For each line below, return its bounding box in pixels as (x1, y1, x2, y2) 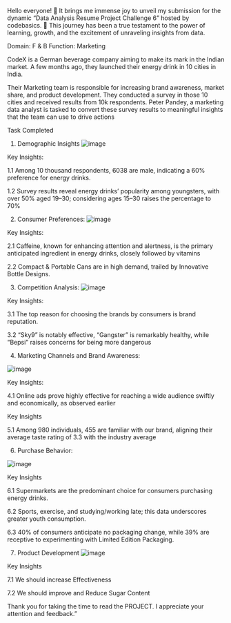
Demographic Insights (17, 140, 81, 148)
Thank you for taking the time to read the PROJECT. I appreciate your (7, 602, 204, 611)
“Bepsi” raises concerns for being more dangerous (7, 338, 152, 346)
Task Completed (7, 126, 54, 134)
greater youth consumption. (7, 515, 86, 523)
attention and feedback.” (7, 610, 77, 617)
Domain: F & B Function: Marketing (7, 42, 106, 50)
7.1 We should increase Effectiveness (7, 575, 112, 584)
